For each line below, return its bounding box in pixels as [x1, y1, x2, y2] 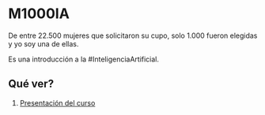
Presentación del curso [19, 98, 96, 107]
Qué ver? [8, 77, 54, 91]
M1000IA [8, 5, 70, 23]
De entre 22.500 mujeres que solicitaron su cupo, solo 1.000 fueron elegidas [8, 31, 258, 40]
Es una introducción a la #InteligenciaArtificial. [8, 54, 160, 64]
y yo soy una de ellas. [8, 39, 79, 48]
